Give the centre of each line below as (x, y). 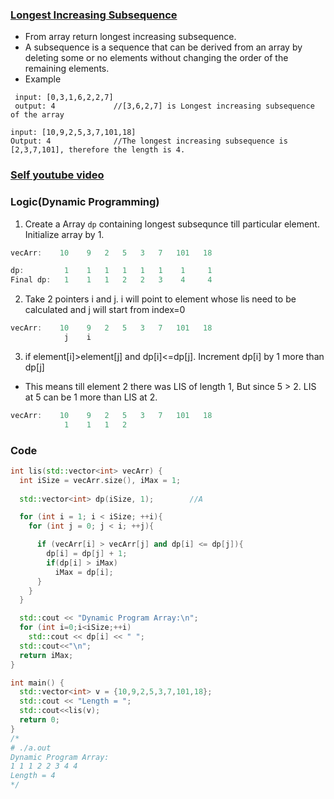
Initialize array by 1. (64, 234)
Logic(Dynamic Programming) (85, 202)
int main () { (37, 683)
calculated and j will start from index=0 (105, 310)
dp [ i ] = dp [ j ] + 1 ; (87, 554)
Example (43, 79)
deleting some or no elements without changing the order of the (156, 58)
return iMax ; (46, 655)
